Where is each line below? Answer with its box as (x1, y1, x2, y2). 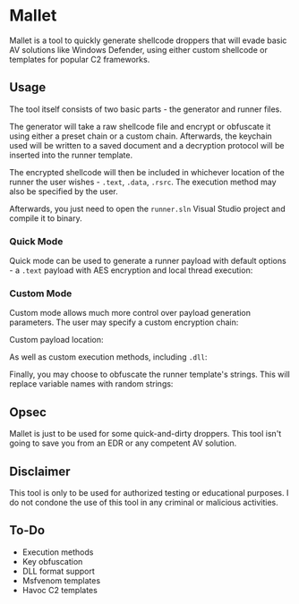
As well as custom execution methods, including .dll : (9, 352, 208, 362)
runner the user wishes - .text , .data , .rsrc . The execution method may (9, 176, 277, 187)
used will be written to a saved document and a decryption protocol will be (9, 140, 285, 150)
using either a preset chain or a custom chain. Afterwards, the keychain (9, 131, 273, 141)
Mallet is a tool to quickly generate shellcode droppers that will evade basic (9, 35, 287, 46)
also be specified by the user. (9, 185, 118, 197)
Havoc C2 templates (21, 584, 98, 595)
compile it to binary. (9, 212, 82, 224)
